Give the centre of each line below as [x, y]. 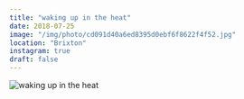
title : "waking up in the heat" [70, 18]
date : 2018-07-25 [42, 26]
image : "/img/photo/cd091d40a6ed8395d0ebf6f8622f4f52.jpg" [123, 34]
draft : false [34, 59]
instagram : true [40, 51]
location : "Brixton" [48, 43]
